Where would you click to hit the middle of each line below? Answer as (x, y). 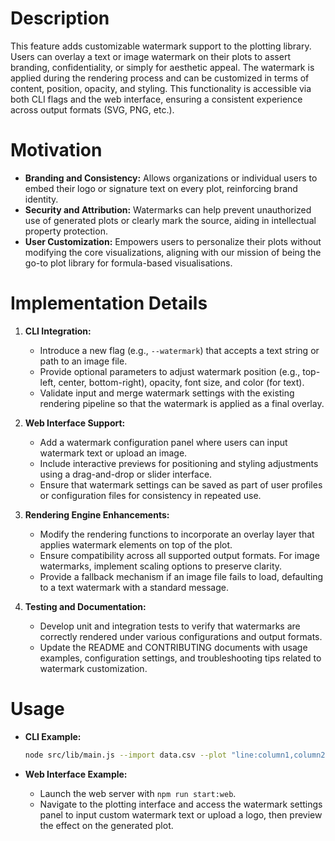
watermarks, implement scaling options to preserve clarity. (161, 566)
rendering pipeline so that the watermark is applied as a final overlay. (182, 403)
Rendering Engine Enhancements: (97, 514)
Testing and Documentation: (85, 606)
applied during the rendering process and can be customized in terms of (160, 78)
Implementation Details (109, 303)
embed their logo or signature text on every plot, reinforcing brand (161, 188)
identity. (41, 199)
